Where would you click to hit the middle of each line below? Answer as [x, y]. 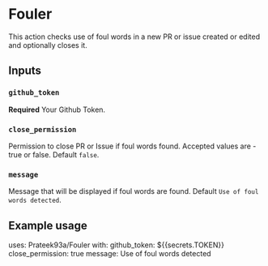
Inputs [25, 71]
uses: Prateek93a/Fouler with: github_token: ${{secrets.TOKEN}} [117, 245]
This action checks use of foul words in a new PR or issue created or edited [134, 36]
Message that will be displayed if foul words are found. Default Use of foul [134, 191]
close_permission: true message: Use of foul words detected [110, 254]
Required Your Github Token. [57, 109]
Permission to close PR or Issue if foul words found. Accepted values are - [132, 146]
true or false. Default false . [54, 154]
